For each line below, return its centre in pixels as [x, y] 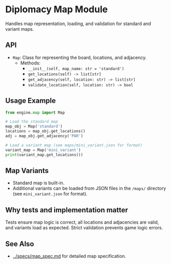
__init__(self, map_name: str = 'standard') [76, 69]
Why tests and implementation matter [67, 210]
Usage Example [31, 101]
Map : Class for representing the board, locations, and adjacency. [80, 57]
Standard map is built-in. [39, 183]
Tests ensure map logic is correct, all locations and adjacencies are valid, [82, 222]
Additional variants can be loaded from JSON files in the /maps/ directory [89, 188]
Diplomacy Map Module [57, 9]
